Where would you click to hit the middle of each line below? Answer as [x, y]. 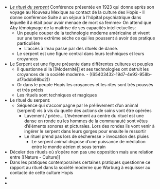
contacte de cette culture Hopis [41, 173]
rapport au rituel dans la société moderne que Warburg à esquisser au [80, 167]
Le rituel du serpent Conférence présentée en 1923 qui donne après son [82, 7]
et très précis [30, 90]
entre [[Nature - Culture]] [35, 157]
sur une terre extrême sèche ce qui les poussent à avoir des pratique [86, 38]
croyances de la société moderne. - [53, 74]
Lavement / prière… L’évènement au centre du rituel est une [84, 116]
